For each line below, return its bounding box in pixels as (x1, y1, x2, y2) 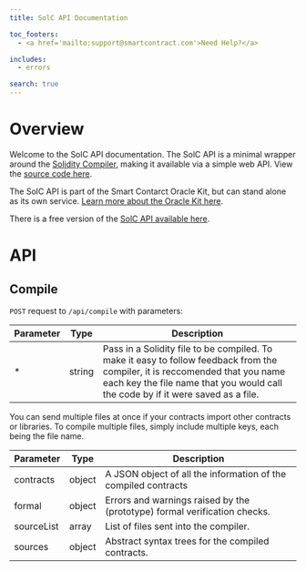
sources (14, 540, 49, 553)
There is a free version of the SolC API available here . (9, 213, 210, 224)
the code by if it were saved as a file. (102, 388, 260, 401)
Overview (9, 119, 85, 139)
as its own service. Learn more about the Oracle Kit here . (9, 195, 224, 206)
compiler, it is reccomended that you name (102, 365, 286, 378)
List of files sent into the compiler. (104, 520, 250, 533)
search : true (9, 79, 59, 89)
